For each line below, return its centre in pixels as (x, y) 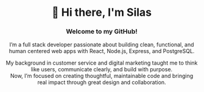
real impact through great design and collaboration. (102, 82)
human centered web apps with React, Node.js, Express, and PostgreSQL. (102, 51)
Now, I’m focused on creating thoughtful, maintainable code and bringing (102, 76)
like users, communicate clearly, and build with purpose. (102, 69)
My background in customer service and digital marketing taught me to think (102, 63)
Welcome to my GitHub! (102, 32)
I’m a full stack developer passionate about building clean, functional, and (102, 44)
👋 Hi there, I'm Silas (102, 12)
